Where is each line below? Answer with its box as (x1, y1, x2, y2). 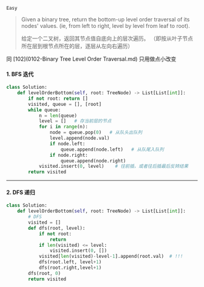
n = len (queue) (38, 112, 78, 119)
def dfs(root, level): (28, 225, 86, 231)
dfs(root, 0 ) (28, 270, 61, 276)
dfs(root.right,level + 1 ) (38, 265, 102, 271)
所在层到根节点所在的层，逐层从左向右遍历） (21, 43, 134, 49)
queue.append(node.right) (60, 157, 126, 164)
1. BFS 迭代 (6, 70, 34, 78)
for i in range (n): (38, 124, 88, 130)
